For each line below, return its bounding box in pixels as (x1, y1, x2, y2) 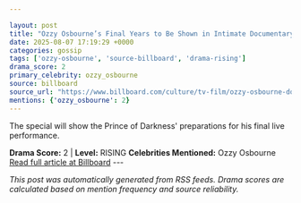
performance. (9, 130, 60, 140)
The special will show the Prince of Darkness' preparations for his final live (9, 120, 285, 131)
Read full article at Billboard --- (9, 156, 125, 167)
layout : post (9, 21, 58, 30)
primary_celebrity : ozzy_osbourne (9, 71, 139, 80)
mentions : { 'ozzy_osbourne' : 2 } (9, 96, 130, 105)
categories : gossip (9, 46, 82, 55)
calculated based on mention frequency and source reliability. (9, 183, 239, 194)
